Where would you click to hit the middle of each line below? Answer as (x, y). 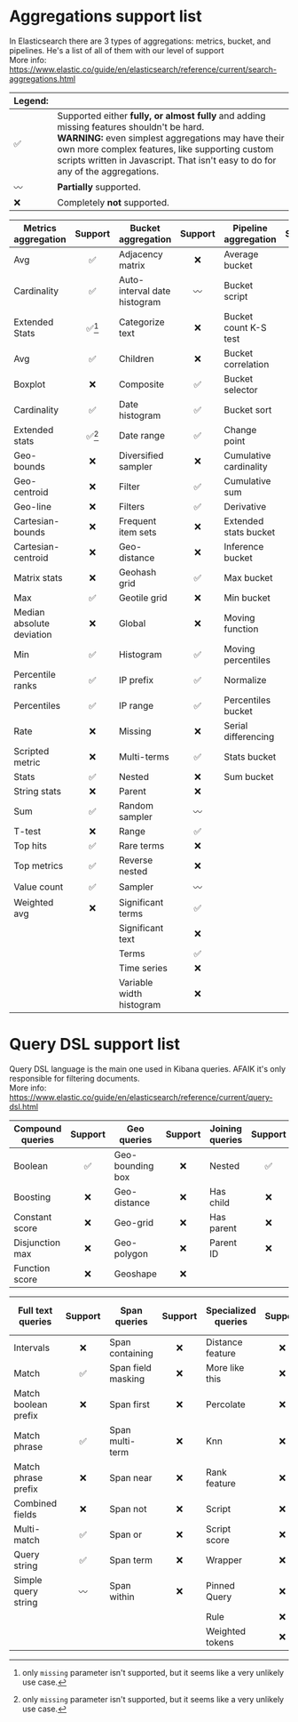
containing (131, 1353)
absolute (32, 623)
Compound (38, 1129)
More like (225, 1367)
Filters (131, 506)
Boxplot (30, 384)
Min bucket (247, 598)
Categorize (142, 322)
